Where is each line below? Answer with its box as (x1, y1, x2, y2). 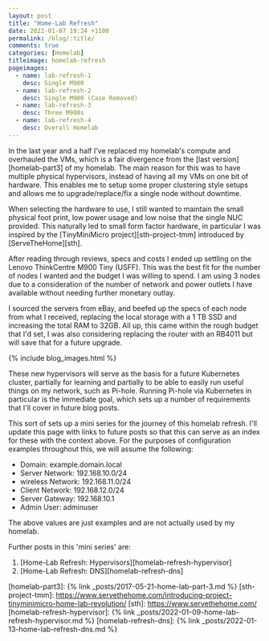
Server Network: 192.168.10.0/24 (19, 467, 128, 478)
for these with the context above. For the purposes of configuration (8, 435, 231, 445)
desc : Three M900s (22, 109, 84, 117)
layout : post (8, 11, 52, 20)
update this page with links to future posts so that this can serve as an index (8, 427, 261, 436)
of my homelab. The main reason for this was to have (64, 162, 241, 173)
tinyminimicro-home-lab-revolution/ (8, 598, 127, 608)
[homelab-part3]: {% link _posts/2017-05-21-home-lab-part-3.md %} (8, 582, 238, 591)
